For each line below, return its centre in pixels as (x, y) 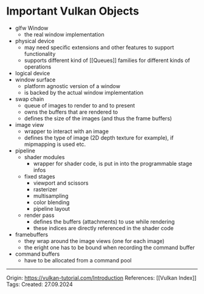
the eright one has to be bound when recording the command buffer (110, 247)
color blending (51, 202)
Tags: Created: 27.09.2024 (39, 284)
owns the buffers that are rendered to (71, 112)
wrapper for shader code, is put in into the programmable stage (113, 163)
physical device (35, 41)
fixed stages (40, 176)
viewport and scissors (61, 183)
